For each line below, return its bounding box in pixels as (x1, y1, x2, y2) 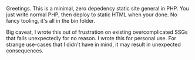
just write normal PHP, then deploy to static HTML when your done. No (6, 11, 177, 18)
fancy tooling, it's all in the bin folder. (6, 17, 95, 24)
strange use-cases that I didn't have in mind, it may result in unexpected (6, 41, 181, 48)
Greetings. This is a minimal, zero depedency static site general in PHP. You (6, 5, 189, 12)
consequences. (6, 47, 44, 54)
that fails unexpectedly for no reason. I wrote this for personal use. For (6, 35, 177, 41)
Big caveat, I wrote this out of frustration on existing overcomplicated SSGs (6, 29, 188, 36)
